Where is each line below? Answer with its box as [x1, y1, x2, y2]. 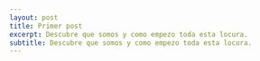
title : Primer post [9, 22, 83, 30]
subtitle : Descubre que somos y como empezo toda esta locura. [9, 38, 253, 48]
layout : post [9, 13, 59, 22]
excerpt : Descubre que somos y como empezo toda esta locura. [9, 30, 248, 39]
